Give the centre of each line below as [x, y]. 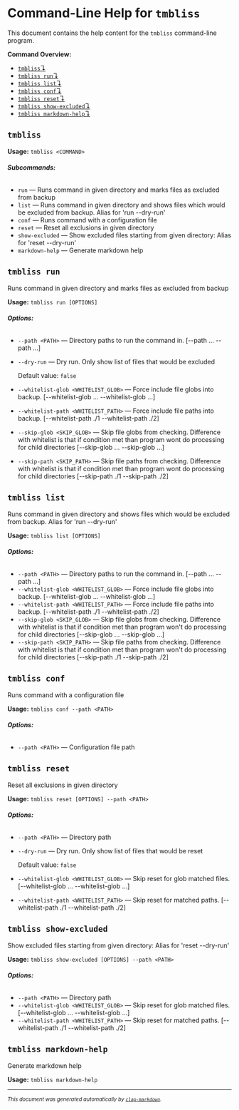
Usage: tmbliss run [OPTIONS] [53, 302]
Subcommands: [31, 168]
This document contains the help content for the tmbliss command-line [112, 33]
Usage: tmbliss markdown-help [53, 1079]
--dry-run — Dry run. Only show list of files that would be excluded [116, 361]
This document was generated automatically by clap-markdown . [85, 1099]
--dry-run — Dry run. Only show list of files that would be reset [110, 851]
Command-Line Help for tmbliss [104, 13]
